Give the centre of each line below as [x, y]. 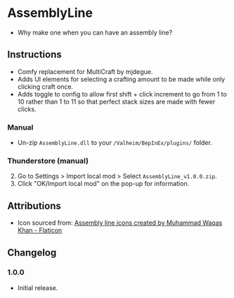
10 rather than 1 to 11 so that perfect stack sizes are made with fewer [116, 101]
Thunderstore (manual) [48, 161]
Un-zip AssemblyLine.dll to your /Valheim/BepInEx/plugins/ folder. [115, 143]
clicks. [27, 109]
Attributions [34, 206]
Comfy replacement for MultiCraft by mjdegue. [85, 71]
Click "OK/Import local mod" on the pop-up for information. [103, 184]
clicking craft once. [45, 87]
